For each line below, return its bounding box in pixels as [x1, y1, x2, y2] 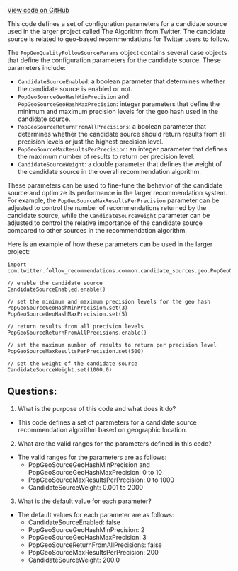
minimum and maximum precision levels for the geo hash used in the [17, 108, 218, 115]
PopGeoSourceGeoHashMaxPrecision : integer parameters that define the [17, 100, 220, 108]
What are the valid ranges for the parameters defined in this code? [17, 439, 212, 448]
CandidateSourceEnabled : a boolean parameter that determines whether [17, 77, 225, 86]
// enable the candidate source [7, 279, 103, 287]
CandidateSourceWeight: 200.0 [28, 555, 120, 564]
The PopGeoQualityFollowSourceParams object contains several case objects [7, 49, 227, 57]
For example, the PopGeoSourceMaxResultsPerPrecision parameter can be [7, 196, 220, 204]
